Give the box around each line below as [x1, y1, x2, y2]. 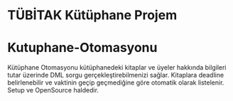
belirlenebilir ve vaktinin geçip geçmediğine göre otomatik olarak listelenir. [7, 78, 224, 87]
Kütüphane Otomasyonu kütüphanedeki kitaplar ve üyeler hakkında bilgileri [7, 63, 227, 72]
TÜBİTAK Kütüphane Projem [7, 7, 178, 23]
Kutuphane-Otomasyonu [7, 40, 158, 56]
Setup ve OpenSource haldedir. [7, 86, 99, 95]
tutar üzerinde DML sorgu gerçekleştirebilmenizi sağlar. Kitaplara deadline [7, 71, 224, 80]
